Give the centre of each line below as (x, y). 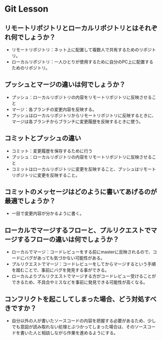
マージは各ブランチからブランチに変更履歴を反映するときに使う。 (77, 121)
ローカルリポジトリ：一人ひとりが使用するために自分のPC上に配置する (82, 62)
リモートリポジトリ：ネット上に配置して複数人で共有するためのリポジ (82, 50)
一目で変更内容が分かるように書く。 (48, 213)
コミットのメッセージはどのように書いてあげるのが (81, 192)
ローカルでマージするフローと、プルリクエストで (78, 230)
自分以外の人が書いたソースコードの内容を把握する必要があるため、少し (84, 321)
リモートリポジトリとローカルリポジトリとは (72, 28)
